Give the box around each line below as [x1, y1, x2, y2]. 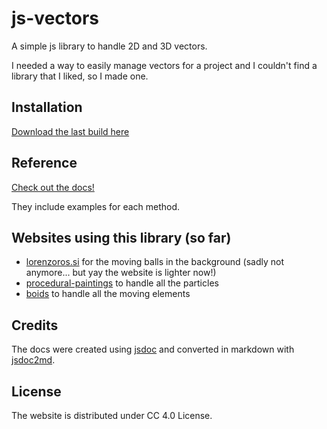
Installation [11, 99, 83, 116]
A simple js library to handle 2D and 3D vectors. [11, 40, 208, 52]
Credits [11, 317, 59, 334]
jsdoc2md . [11, 354, 56, 366]
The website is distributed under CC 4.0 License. [11, 410, 213, 421]
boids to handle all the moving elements [25, 288, 191, 300]
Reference [11, 155, 78, 172]
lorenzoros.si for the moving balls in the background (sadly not [25, 256, 285, 268]
